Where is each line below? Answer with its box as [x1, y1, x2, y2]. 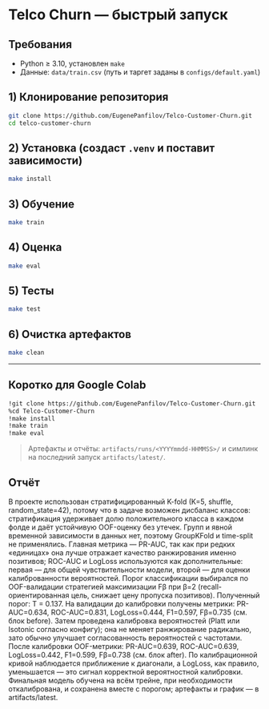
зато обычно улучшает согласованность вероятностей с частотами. [8, 633, 243, 643]
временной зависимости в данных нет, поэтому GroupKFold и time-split [8, 531, 254, 540]
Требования [8, 38, 72, 51]
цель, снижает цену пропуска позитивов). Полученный [70, 590, 260, 600]
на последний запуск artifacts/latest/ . [27, 453, 166, 462]
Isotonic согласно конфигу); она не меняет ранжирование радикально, [8, 625, 252, 634]
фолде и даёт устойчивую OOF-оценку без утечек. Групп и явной [8, 522, 232, 532]
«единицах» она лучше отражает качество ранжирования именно [8, 548, 237, 558]
